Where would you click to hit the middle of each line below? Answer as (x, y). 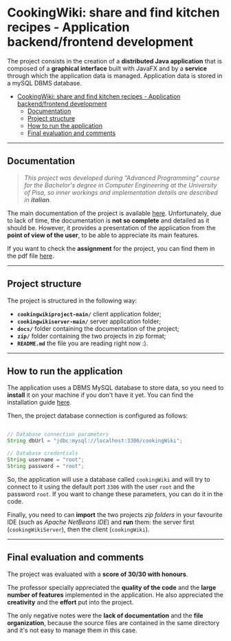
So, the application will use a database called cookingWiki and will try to (109, 479)
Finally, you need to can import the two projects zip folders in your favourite (115, 514)
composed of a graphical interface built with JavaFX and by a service (107, 68)
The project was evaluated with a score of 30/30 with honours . (98, 574)
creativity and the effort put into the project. (70, 602)
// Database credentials (43, 454)
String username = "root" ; (46, 460)
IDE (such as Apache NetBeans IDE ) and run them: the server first (101, 522)
